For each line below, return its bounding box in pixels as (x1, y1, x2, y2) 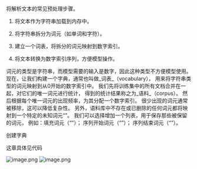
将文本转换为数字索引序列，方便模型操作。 (14, 55, 118, 62)
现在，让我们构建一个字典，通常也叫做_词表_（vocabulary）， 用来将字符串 (6, 75, 186, 82)
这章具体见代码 (6, 144, 42, 151)
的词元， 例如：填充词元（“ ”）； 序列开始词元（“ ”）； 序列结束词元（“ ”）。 (6, 120, 181, 126)
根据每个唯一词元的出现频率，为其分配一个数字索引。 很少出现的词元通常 (11, 97, 188, 104)
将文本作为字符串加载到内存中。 (14, 18, 92, 25)
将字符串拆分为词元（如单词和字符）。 (14, 30, 105, 37)
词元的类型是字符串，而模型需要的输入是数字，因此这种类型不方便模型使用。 (6, 68, 192, 75)
